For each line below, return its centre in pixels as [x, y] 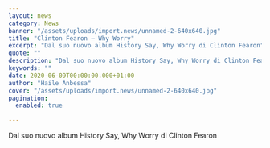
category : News [34, 23]
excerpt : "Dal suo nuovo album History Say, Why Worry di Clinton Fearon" [136, 46]
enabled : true [39, 105]
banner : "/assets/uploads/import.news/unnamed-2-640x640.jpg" [115, 31]
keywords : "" [30, 68]
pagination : [28, 98]
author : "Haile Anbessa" [50, 83]
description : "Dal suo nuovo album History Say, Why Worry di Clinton [129, 61]
